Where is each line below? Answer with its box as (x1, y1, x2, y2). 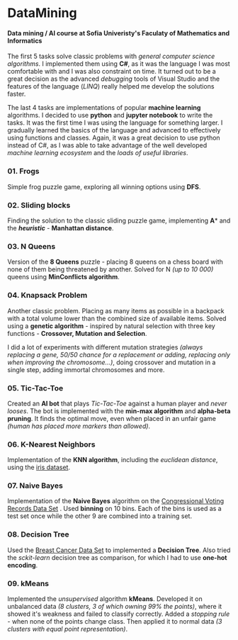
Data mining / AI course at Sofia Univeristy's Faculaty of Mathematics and (7, 28, 230, 37)
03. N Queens (7, 241, 56, 251)
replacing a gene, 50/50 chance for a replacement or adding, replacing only (7, 350, 231, 359)
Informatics (7, 36, 42, 45)
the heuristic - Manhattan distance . (7, 223, 114, 232)
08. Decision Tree (7, 529, 69, 539)
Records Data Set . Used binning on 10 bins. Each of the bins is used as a (7, 505, 222, 513)
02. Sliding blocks (7, 200, 71, 210)
